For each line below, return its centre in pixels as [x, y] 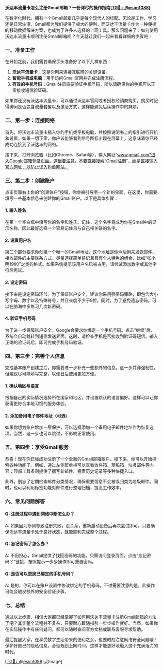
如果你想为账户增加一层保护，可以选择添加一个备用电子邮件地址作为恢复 [77, 427]
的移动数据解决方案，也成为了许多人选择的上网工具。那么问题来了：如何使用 [81, 30]
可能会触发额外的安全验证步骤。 [37, 592]
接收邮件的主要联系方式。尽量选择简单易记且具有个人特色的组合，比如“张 [78, 258]
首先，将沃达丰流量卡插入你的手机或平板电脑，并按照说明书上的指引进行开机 [81, 132]
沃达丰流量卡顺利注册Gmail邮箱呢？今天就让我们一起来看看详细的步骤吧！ [79, 36]
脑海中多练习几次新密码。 [39, 306]
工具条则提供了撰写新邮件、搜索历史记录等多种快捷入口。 [79, 471]
